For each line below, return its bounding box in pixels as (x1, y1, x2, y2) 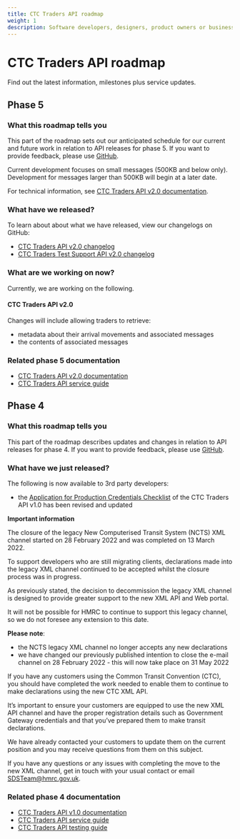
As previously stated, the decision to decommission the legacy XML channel (7, 586, 232, 595)
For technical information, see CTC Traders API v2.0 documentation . (7, 187, 209, 195)
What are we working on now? (7, 268, 115, 278)
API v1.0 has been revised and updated (17, 501, 134, 509)
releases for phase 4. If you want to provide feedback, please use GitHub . (7, 445, 225, 453)
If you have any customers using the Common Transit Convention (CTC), (7, 672, 221, 680)
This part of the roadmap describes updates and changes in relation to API (7, 437, 227, 446)
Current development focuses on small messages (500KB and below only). (7, 166, 229, 174)
